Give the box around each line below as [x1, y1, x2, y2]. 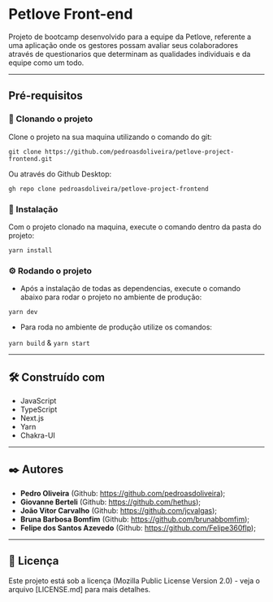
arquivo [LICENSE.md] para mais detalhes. [8, 584, 151, 594]
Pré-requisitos [8, 89, 84, 103]
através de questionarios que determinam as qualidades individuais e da [8, 49, 251, 59]
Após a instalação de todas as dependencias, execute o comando [19, 284, 241, 294]
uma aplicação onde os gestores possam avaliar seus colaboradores [8, 40, 238, 50]
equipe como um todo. [8, 58, 84, 68]
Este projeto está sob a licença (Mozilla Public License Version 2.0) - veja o [8, 575, 260, 586]
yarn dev [8, 308, 38, 316]
